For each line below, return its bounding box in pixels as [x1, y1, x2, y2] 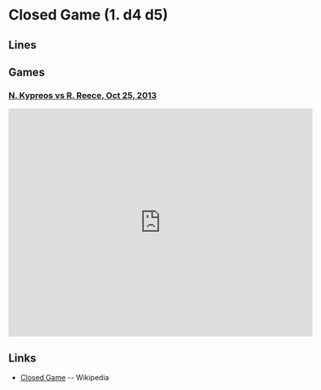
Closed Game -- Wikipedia [19, 373, 109, 383]
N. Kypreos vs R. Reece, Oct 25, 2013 [8, 89, 157, 101]
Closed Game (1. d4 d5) [8, 6, 169, 24]
